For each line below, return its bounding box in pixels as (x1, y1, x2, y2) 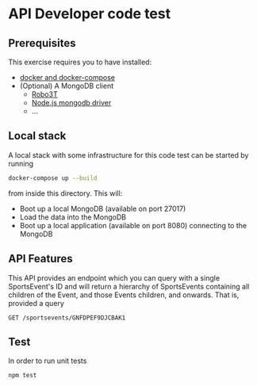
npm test (8, 372, 37, 380)
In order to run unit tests (8, 356, 87, 365)
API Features (8, 252, 73, 266)
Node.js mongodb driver (31, 98, 112, 107)
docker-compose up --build (8, 174, 98, 182)
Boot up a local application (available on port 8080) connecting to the (19, 220, 247, 230)
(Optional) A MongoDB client (19, 81, 113, 90)
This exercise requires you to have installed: (8, 57, 152, 67)
